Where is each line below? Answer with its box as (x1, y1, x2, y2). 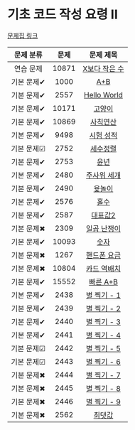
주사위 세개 (86, 170, 121, 180)
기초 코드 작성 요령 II (7, 6, 119, 23)
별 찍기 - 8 (86, 383, 121, 393)
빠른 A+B (88, 276, 119, 286)
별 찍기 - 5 (86, 343, 121, 353)
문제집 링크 (7, 31, 38, 40)
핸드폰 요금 (86, 250, 121, 260)
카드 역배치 (86, 264, 121, 274)
